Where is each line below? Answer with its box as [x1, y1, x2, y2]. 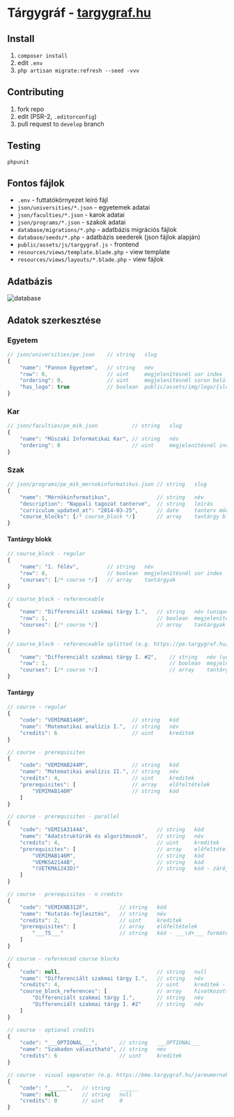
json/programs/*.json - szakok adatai [17, 218, 126, 226]
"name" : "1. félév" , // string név [19, 564, 155, 571]
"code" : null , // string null [19, 968, 208, 975]
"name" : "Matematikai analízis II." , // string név [19, 768, 179, 775]
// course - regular [7, 703, 68, 710]
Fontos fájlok [7, 177, 65, 189]
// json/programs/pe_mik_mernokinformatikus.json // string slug [7, 481, 208, 488]
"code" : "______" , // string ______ [19, 1084, 139, 1091]
